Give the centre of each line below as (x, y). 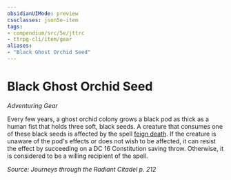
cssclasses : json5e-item (43, 20)
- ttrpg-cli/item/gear (40, 39)
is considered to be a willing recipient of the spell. (78, 156)
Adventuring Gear (33, 105)
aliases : (20, 46)
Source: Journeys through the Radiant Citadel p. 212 (82, 169)
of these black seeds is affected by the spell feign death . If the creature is (112, 134)
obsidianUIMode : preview (43, 13)
